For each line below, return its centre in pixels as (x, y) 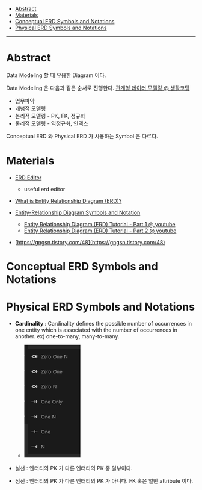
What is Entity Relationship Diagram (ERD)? (68, 200)
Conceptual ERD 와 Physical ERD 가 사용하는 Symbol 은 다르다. (82, 136)
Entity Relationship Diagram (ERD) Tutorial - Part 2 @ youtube (100, 231)
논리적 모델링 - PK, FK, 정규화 (50, 116)
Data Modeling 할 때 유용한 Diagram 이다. (56, 75)
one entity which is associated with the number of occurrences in (96, 330)
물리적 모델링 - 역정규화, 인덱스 (51, 123)
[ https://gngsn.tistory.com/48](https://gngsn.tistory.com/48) (90, 242)
